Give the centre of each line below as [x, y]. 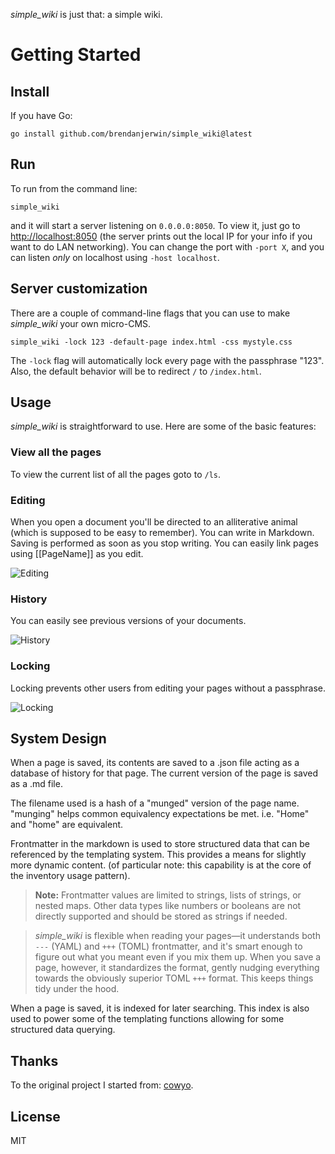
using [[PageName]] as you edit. [77, 554]
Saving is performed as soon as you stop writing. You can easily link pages [164, 543]
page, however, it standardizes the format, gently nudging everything [177, 968]
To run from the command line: [74, 188]
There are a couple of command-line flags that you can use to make [150, 313]
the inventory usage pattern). [70, 876]
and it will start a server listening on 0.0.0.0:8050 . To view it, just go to [155, 225]
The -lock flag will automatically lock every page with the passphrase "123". [167, 360]
